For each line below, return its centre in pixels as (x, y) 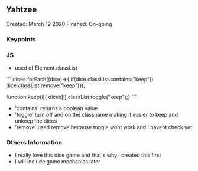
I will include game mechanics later (57, 162)
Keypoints (21, 39)
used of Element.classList (46, 68)
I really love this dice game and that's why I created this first (88, 155)
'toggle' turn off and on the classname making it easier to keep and (96, 115)
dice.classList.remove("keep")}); (46, 85)
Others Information (34, 142)
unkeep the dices (36, 121)
